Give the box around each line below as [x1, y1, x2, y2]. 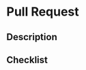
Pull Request [6, 4, 79, 20]
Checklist [6, 54, 48, 65]
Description [6, 31, 57, 43]
